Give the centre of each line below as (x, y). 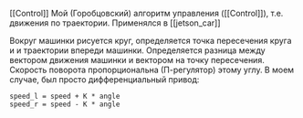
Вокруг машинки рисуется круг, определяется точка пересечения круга (151, 41)
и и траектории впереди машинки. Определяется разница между (138, 50)
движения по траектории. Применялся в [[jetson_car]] (115, 23)
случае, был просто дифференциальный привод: (104, 80)
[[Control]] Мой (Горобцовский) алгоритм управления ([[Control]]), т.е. (146, 13)
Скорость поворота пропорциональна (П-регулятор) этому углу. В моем (152, 70)
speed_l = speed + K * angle (65, 96)
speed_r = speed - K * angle (65, 104)
